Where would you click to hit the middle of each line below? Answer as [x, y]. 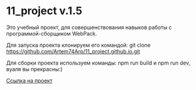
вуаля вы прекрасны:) [34, 69]
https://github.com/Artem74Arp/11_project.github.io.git [73, 51]
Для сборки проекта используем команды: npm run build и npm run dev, [98, 63]
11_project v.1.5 [44, 11]
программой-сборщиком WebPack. [52, 33]
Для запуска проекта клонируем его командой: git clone [79, 45]
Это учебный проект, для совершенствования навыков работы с [89, 27]
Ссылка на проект [29, 81]
